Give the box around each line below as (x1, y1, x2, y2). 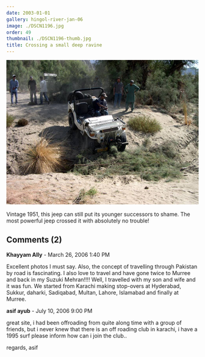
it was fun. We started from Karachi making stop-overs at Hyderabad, (6, 282, 181, 290)
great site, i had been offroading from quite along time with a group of (6, 318, 182, 326)
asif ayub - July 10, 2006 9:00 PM (6, 307, 93, 314)
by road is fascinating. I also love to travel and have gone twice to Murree (6, 269, 191, 276)
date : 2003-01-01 (6, 10, 51, 16)
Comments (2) (6, 235, 62, 245)
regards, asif (6, 344, 38, 351)
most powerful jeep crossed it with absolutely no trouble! (6, 217, 149, 224)
